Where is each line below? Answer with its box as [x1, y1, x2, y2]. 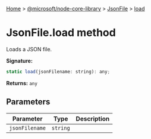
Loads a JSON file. [6, 45, 52, 52]
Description [75, 115, 110, 123]
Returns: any [6, 79, 37, 87]
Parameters [6, 97, 51, 107]
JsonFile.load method [6, 26, 116, 39]
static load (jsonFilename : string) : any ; [6, 69, 111, 75]
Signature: [6, 57, 33, 64]
